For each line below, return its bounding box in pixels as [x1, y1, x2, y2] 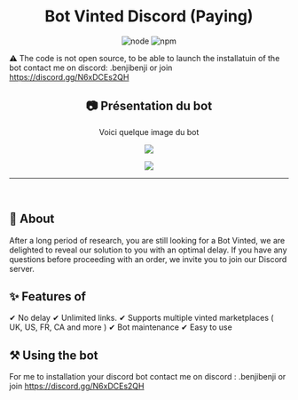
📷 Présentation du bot [85, 99, 213, 114]
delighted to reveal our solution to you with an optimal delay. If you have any [9, 244, 287, 255]
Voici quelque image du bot [98, 126, 200, 137]
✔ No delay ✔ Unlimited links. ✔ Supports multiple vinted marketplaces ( [9, 313, 274, 324]
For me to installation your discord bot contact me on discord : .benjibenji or [9, 372, 286, 382]
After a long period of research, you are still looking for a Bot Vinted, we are [9, 235, 286, 245]
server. [9, 263, 35, 274]
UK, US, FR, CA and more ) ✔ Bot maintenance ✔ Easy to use [9, 322, 232, 332]
